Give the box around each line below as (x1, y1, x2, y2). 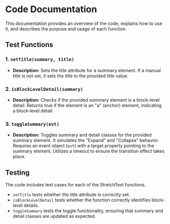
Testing (5, 168, 30, 177)
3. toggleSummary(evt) (5, 120, 59, 127)
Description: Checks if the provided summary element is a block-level (12, 97, 160, 103)
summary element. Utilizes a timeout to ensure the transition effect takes (12, 148, 165, 154)
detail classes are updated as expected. (12, 213, 96, 219)
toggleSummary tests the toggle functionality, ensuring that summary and (12, 208, 163, 214)
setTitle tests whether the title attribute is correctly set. (12, 191, 130, 198)
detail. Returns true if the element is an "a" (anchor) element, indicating (12, 102, 162, 108)
